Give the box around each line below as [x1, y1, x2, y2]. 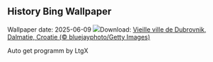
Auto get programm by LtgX [7, 46, 88, 55]
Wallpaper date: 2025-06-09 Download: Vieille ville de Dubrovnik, [7, 25, 207, 34]
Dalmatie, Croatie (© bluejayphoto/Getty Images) [7, 32, 151, 41]
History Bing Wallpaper [7, 6, 112, 18]
